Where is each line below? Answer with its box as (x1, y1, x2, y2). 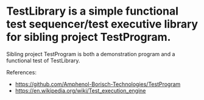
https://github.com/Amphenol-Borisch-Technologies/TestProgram (15, 80, 181, 88)
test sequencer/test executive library (6, 17, 199, 31)
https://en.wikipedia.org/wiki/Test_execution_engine (15, 87, 146, 94)
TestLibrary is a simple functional (6, 4, 178, 18)
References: (6, 68, 37, 76)
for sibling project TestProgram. (6, 30, 171, 44)
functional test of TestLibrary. (6, 57, 80, 64)
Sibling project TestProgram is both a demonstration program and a (6, 50, 175, 57)
